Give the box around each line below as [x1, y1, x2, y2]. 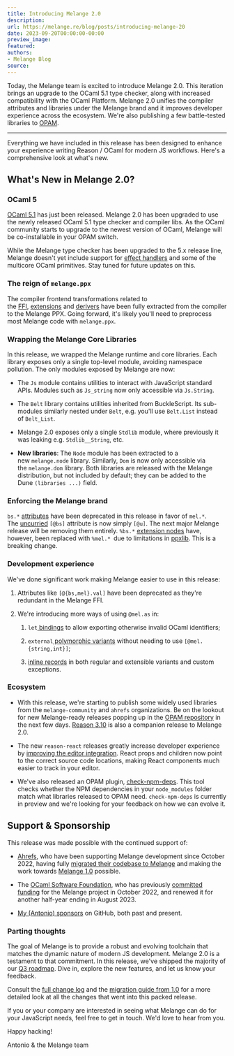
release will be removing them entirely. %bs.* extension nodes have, [7, 527, 202, 535]
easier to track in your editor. [17, 763, 100, 772]
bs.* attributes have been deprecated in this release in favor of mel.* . [7, 512, 207, 521]
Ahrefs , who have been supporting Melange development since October [17, 852, 225, 860]
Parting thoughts [7, 926, 66, 936]
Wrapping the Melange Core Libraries [7, 334, 137, 344]
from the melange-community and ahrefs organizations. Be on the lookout [17, 705, 224, 714]
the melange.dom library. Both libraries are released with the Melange [17, 463, 213, 472]
